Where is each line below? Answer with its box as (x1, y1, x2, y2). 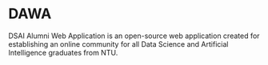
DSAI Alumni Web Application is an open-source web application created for (8, 31, 260, 40)
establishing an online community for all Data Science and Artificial (8, 39, 229, 48)
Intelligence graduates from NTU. (8, 48, 118, 57)
